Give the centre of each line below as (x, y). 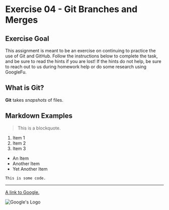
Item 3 (19, 148)
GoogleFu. (16, 72)
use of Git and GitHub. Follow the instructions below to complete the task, (81, 56)
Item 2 (19, 143)
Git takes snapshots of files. (34, 100)
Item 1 (19, 137)
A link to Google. (22, 192)
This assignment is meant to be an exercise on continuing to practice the (80, 51)
